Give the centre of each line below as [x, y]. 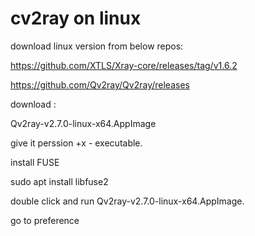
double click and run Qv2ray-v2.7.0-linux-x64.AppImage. [127, 201]
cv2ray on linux [76, 18]
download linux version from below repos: [97, 46]
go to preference [45, 220]
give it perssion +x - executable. [76, 143]
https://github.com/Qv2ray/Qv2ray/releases [100, 84]
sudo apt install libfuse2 [59, 181]
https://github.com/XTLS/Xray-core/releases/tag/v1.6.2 [124, 65]
